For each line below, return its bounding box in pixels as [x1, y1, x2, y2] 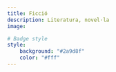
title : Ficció [7, 10, 48, 17]
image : [7, 23, 26, 29]
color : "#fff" [19, 54, 60, 62]
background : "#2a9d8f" [19, 48, 85, 55]
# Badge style [7, 35, 48, 42]
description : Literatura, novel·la [7, 16, 110, 23]
